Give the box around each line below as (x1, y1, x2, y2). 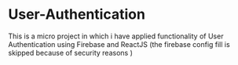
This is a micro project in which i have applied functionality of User (8, 31, 224, 41)
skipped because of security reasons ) (8, 48, 134, 57)
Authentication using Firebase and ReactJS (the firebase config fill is (8, 39, 230, 49)
